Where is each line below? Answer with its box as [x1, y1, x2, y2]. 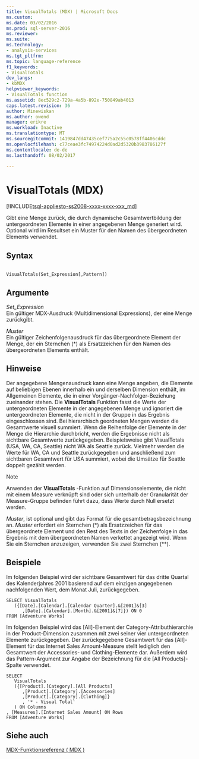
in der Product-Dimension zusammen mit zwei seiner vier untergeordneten [6, 629, 189, 637]
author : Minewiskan [6, 108, 55, 114]
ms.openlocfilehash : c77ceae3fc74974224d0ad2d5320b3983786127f [6, 141, 166, 147]
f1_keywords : [6, 64, 39, 70]
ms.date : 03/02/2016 [6, 20, 58, 26]
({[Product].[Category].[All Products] [14, 683, 113, 689]
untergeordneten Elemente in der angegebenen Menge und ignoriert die [6, 405, 183, 412]
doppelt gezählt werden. [6, 461, 67, 468]
